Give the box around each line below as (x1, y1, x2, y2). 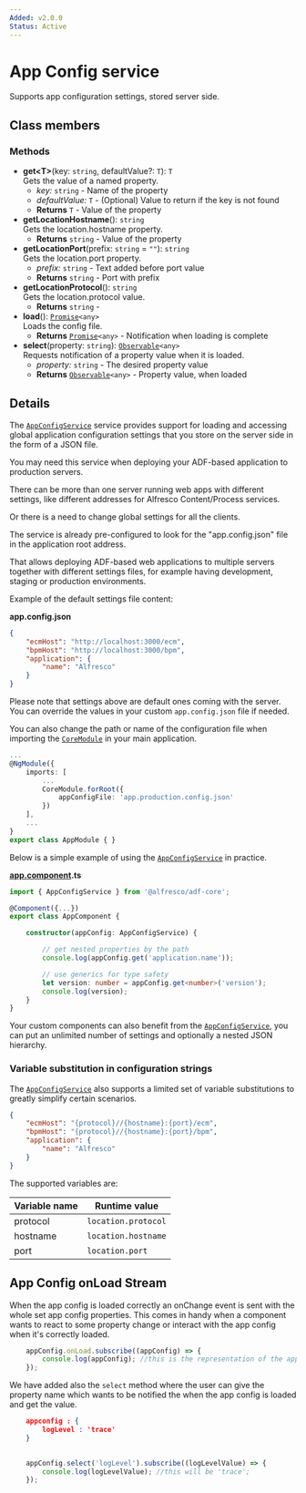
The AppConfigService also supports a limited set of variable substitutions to (9, 1083, 294, 1094)
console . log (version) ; (42, 986, 128, 996)
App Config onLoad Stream (9, 1275, 167, 1291)
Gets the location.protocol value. (22, 292, 146, 303)
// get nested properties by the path (42, 945, 189, 954)
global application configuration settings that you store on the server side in (9, 429, 294, 440)
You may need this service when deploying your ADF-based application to (9, 457, 289, 468)
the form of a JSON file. (9, 438, 98, 449)
